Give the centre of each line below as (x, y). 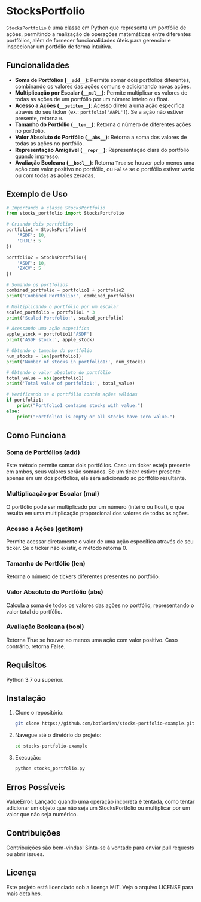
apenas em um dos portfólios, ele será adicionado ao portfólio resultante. (96, 478)
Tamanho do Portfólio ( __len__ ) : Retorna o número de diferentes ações (103, 124)
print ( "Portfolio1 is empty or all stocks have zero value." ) (96, 417)
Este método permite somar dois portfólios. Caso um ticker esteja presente (98, 466)
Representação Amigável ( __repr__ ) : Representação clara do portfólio (102, 150)
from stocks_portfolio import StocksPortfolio (65, 214)
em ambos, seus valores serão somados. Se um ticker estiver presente (94, 472)
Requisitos (26, 665)
